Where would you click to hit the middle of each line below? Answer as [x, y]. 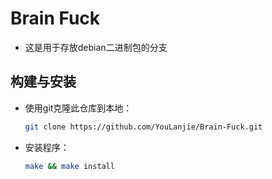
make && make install [70, 166]
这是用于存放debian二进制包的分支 [96, 47]
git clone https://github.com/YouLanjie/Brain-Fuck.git [143, 127]
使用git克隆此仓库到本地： [78, 108]
